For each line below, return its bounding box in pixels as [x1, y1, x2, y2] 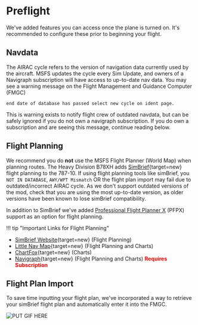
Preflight [6, 4, 51, 18]
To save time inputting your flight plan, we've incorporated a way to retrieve [6, 295, 192, 302]
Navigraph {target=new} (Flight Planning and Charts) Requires [14, 255, 168, 262]
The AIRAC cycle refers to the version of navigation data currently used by [6, 63, 189, 70]
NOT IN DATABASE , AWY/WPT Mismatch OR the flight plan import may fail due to [6, 176, 191, 183]
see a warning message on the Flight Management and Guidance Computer [6, 82, 193, 90]
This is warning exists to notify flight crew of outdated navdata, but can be [6, 111, 189, 118]
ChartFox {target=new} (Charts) [14, 249, 92, 256]
